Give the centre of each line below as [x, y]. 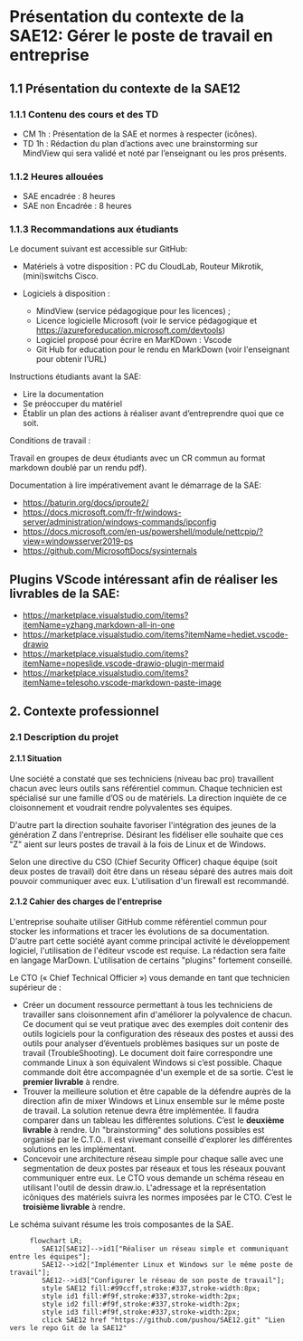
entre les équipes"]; [50, 1257]
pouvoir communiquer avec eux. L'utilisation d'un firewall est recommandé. [149, 880]
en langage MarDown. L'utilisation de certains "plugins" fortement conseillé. [151, 960]
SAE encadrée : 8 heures [69, 196]
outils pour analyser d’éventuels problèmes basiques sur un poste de [151, 1043]
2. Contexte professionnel [85, 711]
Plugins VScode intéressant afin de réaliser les [144, 580]
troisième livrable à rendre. [74, 1207]
